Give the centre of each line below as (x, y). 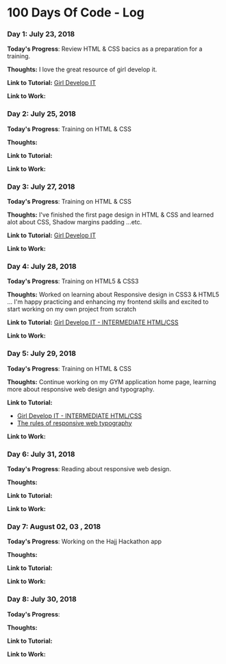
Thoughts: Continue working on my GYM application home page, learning (112, 381)
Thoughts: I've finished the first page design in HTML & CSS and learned (111, 215)
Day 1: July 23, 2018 (41, 34)
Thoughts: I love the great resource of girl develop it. (82, 69)
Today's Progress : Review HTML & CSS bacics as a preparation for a (105, 49)
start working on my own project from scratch (72, 309)
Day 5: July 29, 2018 (42, 353)
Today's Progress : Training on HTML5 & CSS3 (73, 281)
